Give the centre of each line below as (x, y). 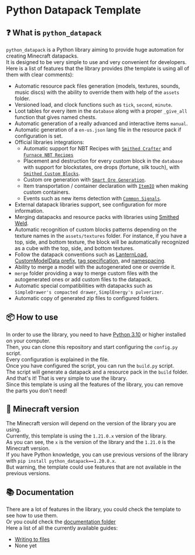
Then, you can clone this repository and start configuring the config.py (92, 347)
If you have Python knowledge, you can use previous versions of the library (97, 454)
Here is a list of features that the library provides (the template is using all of (97, 68)
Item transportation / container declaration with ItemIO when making (106, 186)
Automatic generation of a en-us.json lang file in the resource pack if (98, 129)
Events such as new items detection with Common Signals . (92, 198)
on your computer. (28, 341)
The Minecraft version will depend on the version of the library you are (91, 423)
